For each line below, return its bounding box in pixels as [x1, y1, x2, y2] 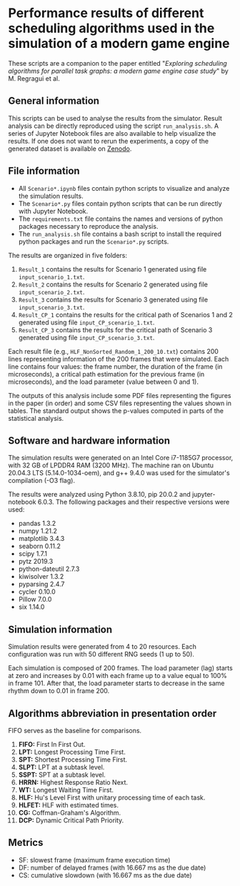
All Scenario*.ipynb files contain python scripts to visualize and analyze [18, 184, 230, 192]
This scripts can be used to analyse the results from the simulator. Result [8, 114, 222, 122]
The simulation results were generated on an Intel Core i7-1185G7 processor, [8, 454, 234, 462]
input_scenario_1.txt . [18, 272, 85, 281]
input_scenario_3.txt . [18, 302, 85, 312]
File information [8, 165, 81, 177]
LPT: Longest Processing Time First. [18, 748, 126, 756]
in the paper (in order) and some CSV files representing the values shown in [8, 399, 231, 407]
